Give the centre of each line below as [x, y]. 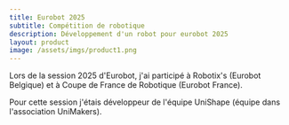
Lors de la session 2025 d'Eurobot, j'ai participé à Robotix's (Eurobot [135, 75]
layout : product [39, 42]
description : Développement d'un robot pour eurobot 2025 [119, 34]
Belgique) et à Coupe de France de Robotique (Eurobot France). [126, 85]
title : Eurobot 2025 [48, 17]
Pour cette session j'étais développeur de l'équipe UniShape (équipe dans [145, 102]
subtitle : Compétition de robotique [77, 26]
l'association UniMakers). [56, 112]
